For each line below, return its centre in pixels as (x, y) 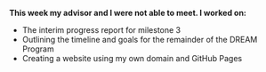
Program (38, 49)
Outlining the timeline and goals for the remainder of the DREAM (140, 40)
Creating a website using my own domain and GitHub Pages (132, 58)
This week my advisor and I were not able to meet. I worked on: (128, 13)
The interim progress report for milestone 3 (101, 30)
